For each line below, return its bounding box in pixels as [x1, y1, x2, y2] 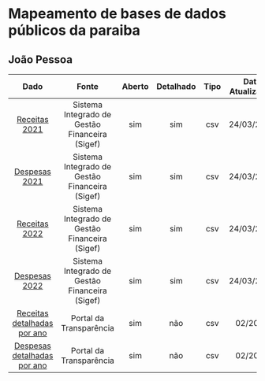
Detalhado [156, 81, 196, 91]
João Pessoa [8, 53, 73, 66]
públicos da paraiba [8, 21, 140, 39]
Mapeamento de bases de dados [8, 5, 226, 23]
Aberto [121, 81, 149, 91]
